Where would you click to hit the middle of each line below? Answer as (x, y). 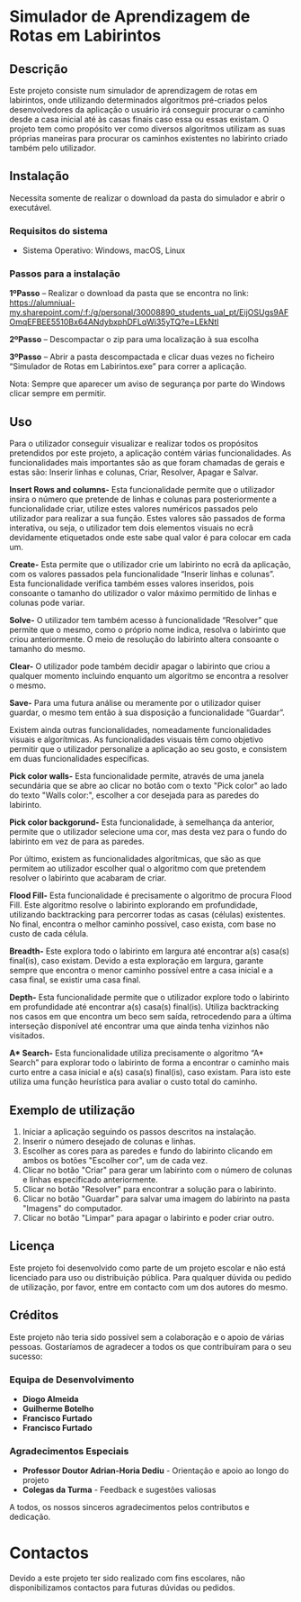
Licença (32, 1246)
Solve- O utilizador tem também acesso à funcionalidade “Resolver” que (144, 620)
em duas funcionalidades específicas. (80, 759)
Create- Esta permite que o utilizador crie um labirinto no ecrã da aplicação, (150, 565)
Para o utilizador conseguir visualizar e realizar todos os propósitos (134, 444)
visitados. (27, 1036)
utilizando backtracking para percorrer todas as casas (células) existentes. (147, 915)
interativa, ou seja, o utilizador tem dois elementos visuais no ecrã (131, 528)
